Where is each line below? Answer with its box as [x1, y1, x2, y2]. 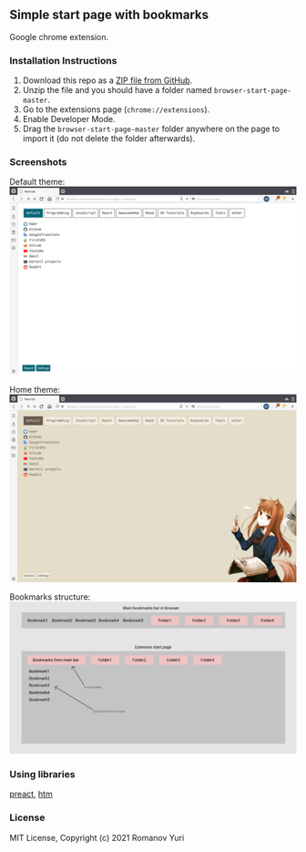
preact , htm [9, 788, 53, 800]
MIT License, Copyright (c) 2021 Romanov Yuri [9, 832, 185, 843]
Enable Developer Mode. [22, 114, 116, 125]
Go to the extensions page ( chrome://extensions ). [22, 104, 210, 115]
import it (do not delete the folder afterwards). [22, 133, 196, 144]
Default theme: [9, 177, 66, 188]
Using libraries [9, 768, 76, 781]
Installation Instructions [9, 54, 117, 67]
